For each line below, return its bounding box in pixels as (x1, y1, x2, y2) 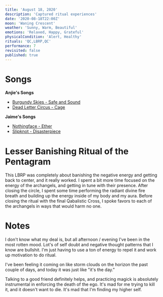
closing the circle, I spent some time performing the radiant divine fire (5, 188, 145, 193)
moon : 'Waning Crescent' (5, 21, 56, 26)
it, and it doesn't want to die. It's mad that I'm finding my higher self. (5, 287, 142, 293)
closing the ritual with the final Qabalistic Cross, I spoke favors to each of (5, 198, 152, 204)
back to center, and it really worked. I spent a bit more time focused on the (5, 177, 155, 183)
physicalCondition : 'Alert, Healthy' (5, 35, 82, 40)
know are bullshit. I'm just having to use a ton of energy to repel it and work (5, 247, 157, 253)
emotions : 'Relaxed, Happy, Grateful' (5, 30, 84, 35)
